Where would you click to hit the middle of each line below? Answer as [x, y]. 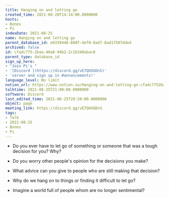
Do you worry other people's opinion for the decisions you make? [80, 161]
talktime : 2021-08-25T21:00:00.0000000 [47, 89]
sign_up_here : [20, 61]
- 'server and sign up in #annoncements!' [50, 76]
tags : [11, 113]
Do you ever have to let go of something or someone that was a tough [85, 146]
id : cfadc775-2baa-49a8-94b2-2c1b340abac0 [50, 52]
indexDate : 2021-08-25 [29, 33]
